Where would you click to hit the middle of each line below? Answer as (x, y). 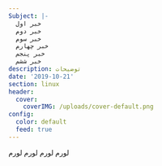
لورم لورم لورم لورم (39, 152)
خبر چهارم (32, 46)
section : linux (34, 84)
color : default (41, 122)
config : (21, 115)
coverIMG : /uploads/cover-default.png (88, 107)
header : (21, 92)
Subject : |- (28, 16)
